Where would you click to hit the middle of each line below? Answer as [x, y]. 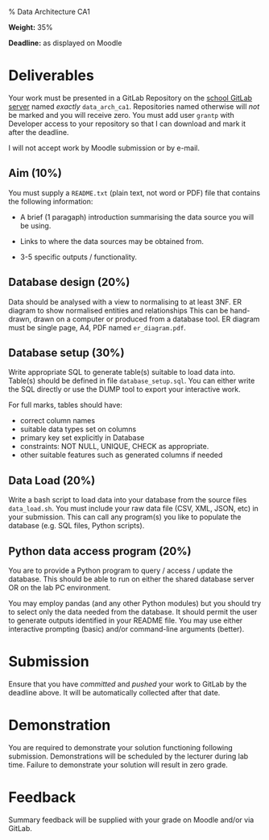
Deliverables [51, 76]
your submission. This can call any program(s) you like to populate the [125, 517]
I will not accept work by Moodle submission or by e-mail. [104, 148]
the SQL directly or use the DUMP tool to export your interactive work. [125, 389]
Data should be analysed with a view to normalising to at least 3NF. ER [125, 301]
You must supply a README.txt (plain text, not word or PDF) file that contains [134, 192]
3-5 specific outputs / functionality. [79, 257]
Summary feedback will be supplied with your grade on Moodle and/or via [131, 820]
